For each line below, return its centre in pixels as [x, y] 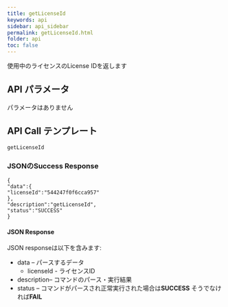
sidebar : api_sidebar [38, 26]
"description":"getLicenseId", [52, 204]
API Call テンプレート [52, 131]
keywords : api [27, 20]
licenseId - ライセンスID [61, 271]
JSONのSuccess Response [53, 166]
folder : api [24, 39]
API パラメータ [38, 90]
